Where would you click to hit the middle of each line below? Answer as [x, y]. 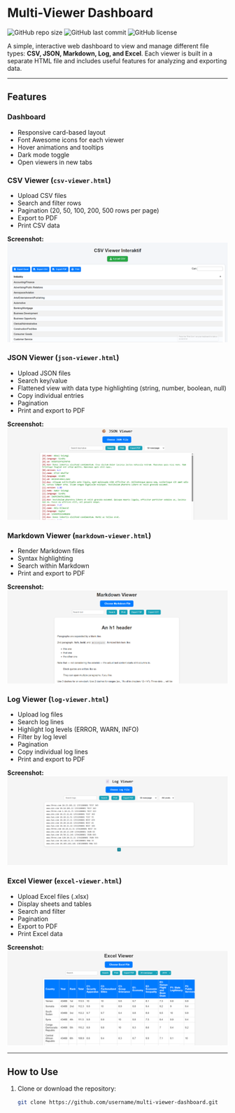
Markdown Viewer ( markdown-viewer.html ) [79, 535]
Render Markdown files [51, 551]
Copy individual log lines [53, 752]
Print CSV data [39, 225]
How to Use [33, 1072]
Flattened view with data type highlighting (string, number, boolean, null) [122, 388]
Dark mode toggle [43, 154]
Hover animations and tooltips [60, 147]
